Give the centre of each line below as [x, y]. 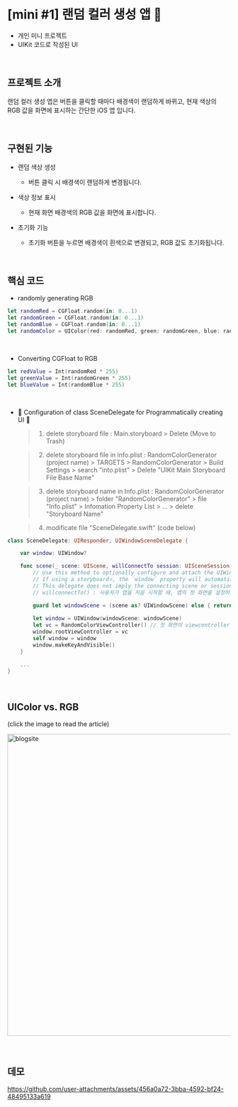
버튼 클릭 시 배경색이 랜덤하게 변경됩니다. [85, 182]
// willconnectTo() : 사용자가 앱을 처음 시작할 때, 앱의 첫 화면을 [123, 593]
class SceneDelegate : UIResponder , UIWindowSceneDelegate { [98, 541]
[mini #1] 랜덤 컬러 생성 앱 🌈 [85, 15]
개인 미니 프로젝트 [42, 36]
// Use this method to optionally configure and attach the [123, 573]
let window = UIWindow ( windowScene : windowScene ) [107, 619]
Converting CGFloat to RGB [57, 358]
